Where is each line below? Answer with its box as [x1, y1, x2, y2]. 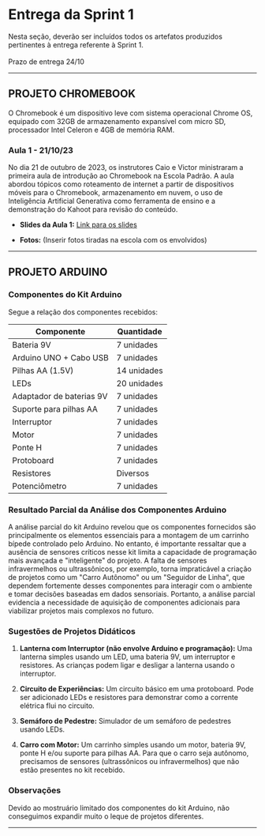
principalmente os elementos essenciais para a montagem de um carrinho [8, 531, 250, 540]
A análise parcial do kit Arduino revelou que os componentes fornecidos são [8, 522, 256, 532]
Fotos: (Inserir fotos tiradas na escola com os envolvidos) [19, 235, 207, 245]
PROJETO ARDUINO [8, 265, 108, 279]
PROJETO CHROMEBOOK [8, 87, 136, 100]
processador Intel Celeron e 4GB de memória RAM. [8, 125, 175, 134]
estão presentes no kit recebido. [19, 765, 125, 775]
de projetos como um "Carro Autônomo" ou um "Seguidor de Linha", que [8, 573, 245, 582]
